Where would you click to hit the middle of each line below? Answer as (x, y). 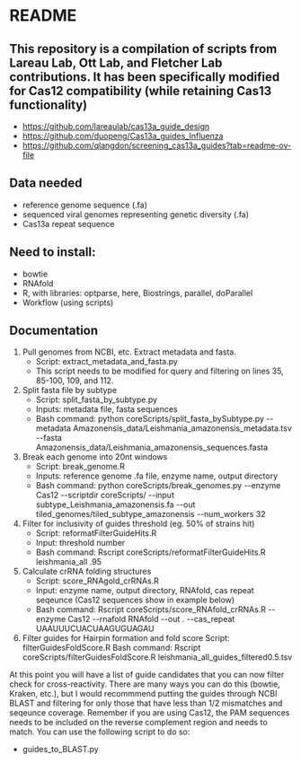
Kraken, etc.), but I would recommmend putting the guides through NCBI (143, 694)
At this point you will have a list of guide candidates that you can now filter (147, 675)
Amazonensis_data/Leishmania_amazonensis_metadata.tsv (182, 428)
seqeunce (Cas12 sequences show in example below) (135, 600)
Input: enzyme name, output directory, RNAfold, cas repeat (145, 591)
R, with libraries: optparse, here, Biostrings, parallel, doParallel (137, 293)
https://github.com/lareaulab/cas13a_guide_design (116, 126)
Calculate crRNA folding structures (87, 572)
